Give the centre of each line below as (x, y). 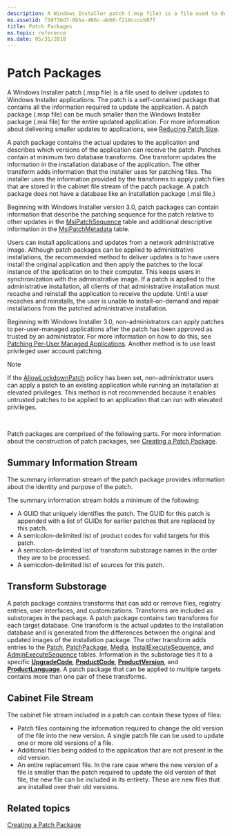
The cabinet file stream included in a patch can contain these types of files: (115, 715)
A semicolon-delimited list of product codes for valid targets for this (114, 535)
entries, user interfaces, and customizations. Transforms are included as (110, 610)
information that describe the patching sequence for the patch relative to (110, 215)
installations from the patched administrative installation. (87, 308)
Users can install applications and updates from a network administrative (111, 243)
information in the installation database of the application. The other (104, 165)
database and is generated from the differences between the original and (111, 633)
